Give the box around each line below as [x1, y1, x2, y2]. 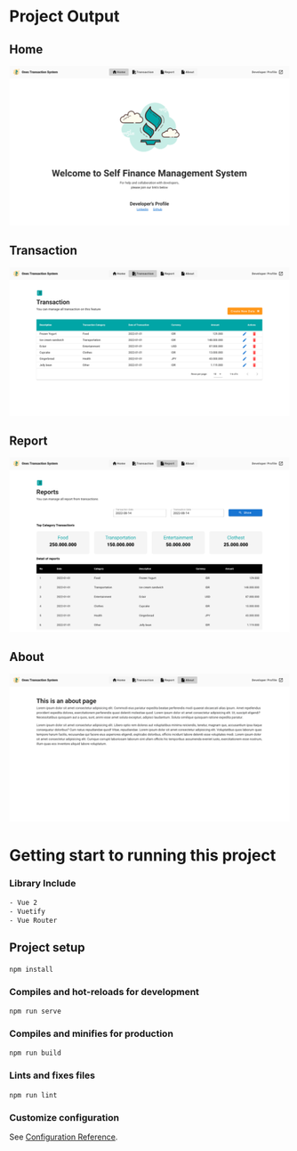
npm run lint [9, 1090, 58, 1099]
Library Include [9, 877, 76, 889]
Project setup [9, 940, 86, 955]
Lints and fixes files [9, 1069, 96, 1082]
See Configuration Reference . [9, 1131, 118, 1142]
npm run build [9, 1049, 62, 1057]
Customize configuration [9, 1111, 120, 1123]
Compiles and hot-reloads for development [9, 985, 200, 998]
